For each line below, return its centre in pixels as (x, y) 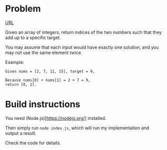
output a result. (21, 133)
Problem (23, 9)
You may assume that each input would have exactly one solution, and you (82, 47)
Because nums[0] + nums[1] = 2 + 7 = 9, (48, 80)
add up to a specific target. (33, 37)
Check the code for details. (33, 142)
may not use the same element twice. (44, 52)
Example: (15, 62)
